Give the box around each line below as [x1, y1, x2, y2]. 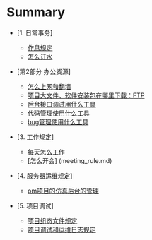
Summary [6, 4, 65, 20]
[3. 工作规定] [16, 132, 54, 141]
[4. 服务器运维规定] [16, 171, 73, 180]
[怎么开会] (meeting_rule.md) [27, 156, 112, 164]
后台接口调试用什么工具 [27, 100, 96, 108]
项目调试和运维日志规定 [27, 225, 96, 234]
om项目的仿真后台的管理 [27, 186, 100, 195]
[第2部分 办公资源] [16, 67, 71, 76]
